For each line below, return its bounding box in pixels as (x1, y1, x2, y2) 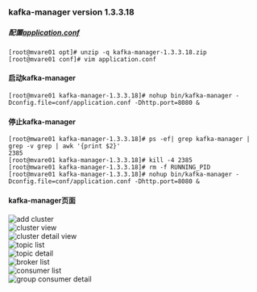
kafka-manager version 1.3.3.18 (8, 6, 135, 18)
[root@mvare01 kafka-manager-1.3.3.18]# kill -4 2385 (8, 156, 193, 165)
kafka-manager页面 (8, 195, 77, 205)
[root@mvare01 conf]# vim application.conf (8, 55, 157, 63)
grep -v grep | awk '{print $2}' (8, 142, 121, 151)
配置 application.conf (8, 27, 81, 37)
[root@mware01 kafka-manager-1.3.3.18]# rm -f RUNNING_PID (8, 164, 211, 172)
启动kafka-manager (8, 73, 77, 83)
